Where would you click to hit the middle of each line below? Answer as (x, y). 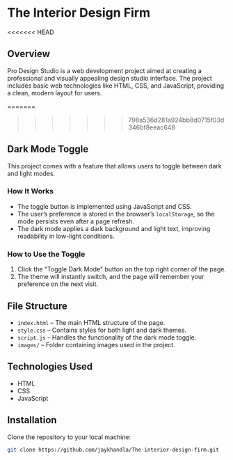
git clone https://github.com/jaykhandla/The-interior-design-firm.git (113, 450)
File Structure (37, 306)
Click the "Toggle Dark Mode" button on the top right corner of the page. (121, 269)
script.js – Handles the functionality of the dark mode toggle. (107, 337)
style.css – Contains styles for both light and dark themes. (102, 330)
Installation (32, 420)
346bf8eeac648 (152, 127)
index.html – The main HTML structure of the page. (91, 322)
